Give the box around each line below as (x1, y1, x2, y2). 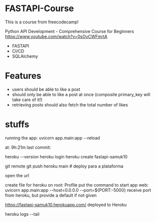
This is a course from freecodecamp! (5, 19, 79, 25)
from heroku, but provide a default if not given (5, 192, 97, 198)
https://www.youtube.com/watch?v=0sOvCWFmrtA (5, 34, 108, 39)
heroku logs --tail (5, 211, 40, 217)
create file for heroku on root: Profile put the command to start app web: (5, 182, 149, 188)
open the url (5, 172, 29, 178)
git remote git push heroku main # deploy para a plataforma (5, 163, 124, 169)
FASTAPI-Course (5, 3, 74, 14)
